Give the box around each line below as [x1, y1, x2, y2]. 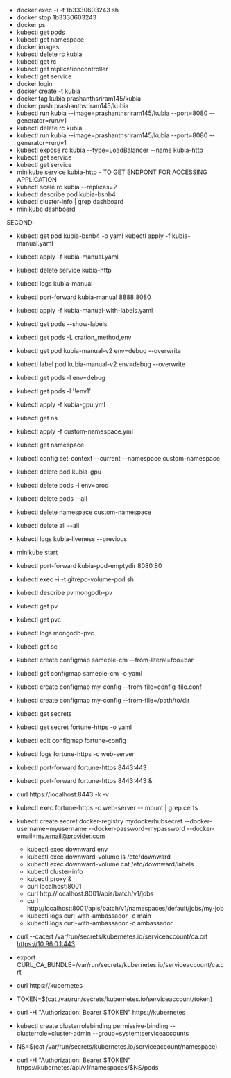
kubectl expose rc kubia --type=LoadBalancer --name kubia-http [16, 146, 204, 154]
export [16, 953, 36, 961]
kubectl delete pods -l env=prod [16, 481, 109, 489]
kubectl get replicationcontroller [16, 65, 108, 73]
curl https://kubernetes [16, 982, 83, 989]
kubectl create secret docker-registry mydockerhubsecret [16, 817, 183, 825]
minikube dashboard [16, 205, 76, 213]
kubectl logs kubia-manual [16, 280, 93, 287]
